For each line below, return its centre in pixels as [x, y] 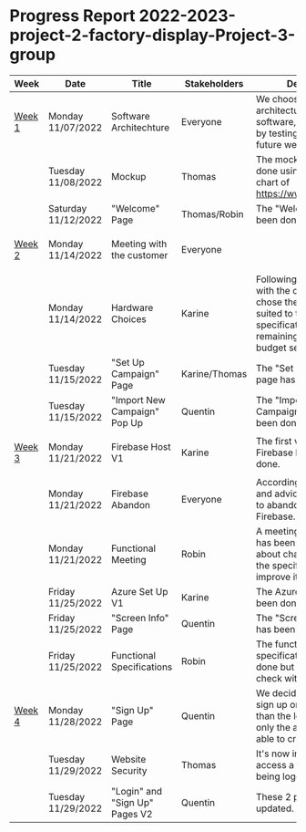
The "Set [275, 368]
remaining [277, 336]
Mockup [128, 176]
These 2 [273, 796]
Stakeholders [214, 83]
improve [273, 577]
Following [276, 279]
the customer [139, 255]
